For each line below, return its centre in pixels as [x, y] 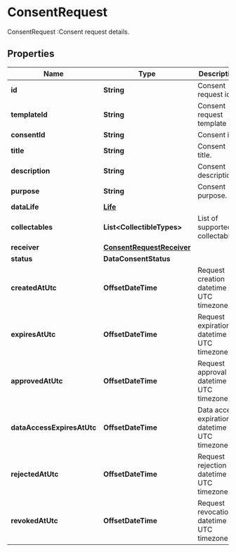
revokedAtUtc [34, 520]
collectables [32, 227]
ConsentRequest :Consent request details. [68, 32]
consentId [28, 134]
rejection [212, 465]
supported [215, 227]
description [31, 171]
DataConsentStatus [137, 259]
